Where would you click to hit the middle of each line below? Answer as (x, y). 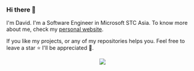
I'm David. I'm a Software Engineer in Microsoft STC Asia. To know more (97, 23)
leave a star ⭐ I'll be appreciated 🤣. (50, 48)
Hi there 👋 (21, 10)
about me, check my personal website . (55, 29)
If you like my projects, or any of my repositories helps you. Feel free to (95, 41)
